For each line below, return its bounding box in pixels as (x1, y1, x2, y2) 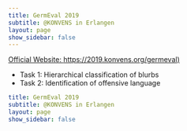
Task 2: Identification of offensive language (19, 78, 161, 88)
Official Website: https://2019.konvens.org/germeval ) (8, 55, 180, 64)
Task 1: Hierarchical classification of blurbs (19, 70, 159, 79)
